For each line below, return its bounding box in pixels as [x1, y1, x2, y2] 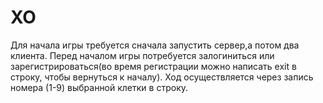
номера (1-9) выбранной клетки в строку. [10, 81, 189, 93]
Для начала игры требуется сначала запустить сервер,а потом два [10, 39, 300, 51]
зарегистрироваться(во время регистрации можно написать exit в [10, 60, 297, 72]
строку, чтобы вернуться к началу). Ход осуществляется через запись [10, 71, 314, 83]
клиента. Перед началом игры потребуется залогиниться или [10, 49, 275, 61]
